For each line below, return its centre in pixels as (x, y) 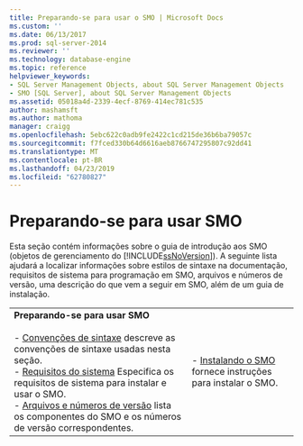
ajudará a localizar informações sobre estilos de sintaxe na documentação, (149, 266)
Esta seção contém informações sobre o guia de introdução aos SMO (138, 246)
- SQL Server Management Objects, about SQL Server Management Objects (147, 85)
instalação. (30, 295)
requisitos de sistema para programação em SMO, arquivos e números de (146, 275)
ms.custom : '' (36, 26)
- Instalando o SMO (234, 360)
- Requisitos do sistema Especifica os (94, 372)
